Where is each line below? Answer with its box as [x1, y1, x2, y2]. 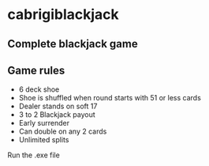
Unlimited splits [18, 135, 69, 145]
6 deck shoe [18, 85, 60, 94]
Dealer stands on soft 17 [18, 101, 98, 111]
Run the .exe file [7, 150, 60, 160]
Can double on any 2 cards [18, 126, 107, 136]
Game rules [7, 63, 65, 77]
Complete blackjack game [7, 37, 139, 51]
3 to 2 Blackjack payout [18, 110, 95, 119]
